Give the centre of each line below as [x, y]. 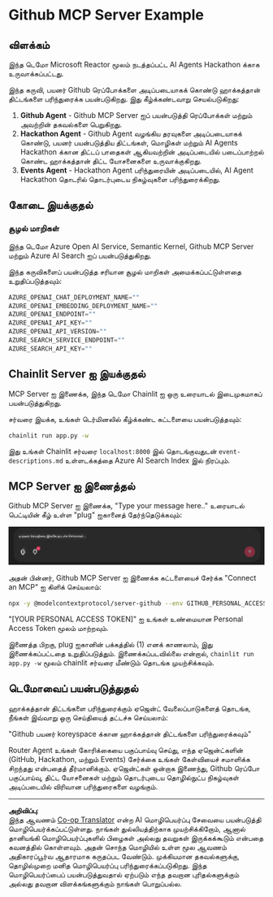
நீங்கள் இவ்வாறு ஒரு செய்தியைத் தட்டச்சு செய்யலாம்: [88, 717]
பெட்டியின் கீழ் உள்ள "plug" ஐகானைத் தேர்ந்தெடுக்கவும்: [95, 515]
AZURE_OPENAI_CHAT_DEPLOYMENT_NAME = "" [74, 297]
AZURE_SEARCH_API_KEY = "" [50, 348]
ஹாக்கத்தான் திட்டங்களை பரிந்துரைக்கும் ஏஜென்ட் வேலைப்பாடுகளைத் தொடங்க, [130, 708]
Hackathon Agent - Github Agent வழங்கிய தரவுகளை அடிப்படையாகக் [131, 133]
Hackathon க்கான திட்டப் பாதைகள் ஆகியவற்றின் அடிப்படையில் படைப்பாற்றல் [142, 152]
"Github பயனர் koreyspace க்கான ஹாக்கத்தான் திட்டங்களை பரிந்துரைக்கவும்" [130, 734]
